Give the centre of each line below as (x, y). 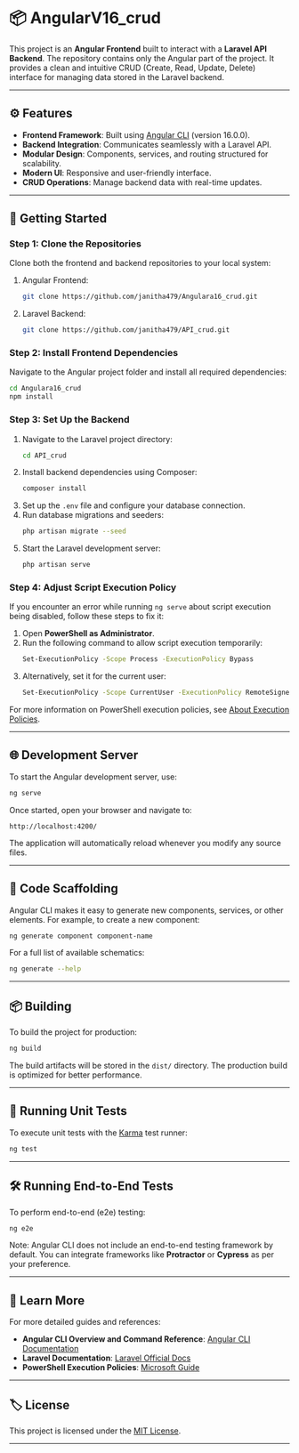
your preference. (40, 1264)
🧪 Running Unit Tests (68, 1111)
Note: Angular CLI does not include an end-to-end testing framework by (141, 1245)
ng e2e (21, 1228)
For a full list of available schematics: (77, 953)
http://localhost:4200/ (53, 826)
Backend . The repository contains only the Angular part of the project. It (141, 58)
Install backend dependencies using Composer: (109, 472)
